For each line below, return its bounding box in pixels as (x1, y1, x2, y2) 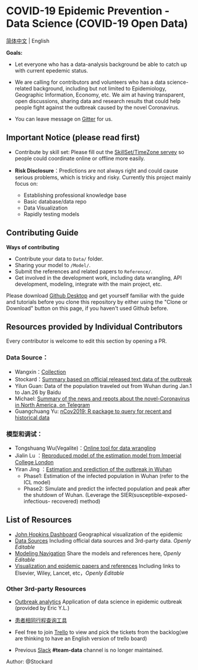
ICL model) (23, 478, 51, 486)
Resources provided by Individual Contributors (6, 321, 183, 331)
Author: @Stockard (6, 658, 53, 665)
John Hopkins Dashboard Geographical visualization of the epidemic (14, 531, 183, 538)
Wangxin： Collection (14, 368, 66, 375)
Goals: (6, 49, 23, 56)
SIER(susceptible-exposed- (120, 491, 188, 498)
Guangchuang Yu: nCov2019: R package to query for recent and (14, 408, 172, 415)
